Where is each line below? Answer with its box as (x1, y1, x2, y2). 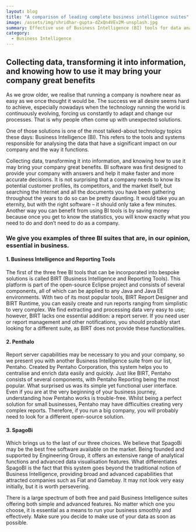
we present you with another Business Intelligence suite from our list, (6, 357, 172, 364)
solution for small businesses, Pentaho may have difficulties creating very (6, 401, 183, 408)
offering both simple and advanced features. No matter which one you (6, 500, 175, 507)
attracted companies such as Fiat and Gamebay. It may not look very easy (6, 477, 184, 484)
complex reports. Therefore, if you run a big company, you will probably (6, 407, 179, 414)
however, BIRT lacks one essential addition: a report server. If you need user (6, 312, 190, 319)
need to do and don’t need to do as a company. (6, 219, 120, 226)
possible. (6, 519, 28, 526)
